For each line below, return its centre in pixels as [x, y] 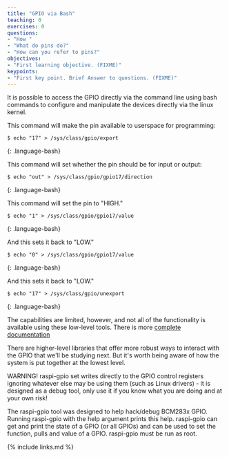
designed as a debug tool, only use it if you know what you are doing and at [115, 391]
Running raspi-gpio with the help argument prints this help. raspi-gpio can [112, 419]
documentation [29, 335]
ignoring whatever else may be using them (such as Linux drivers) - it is [109, 384]
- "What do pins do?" [38, 46]
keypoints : [23, 71]
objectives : [24, 59]
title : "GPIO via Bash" [41, 13]
